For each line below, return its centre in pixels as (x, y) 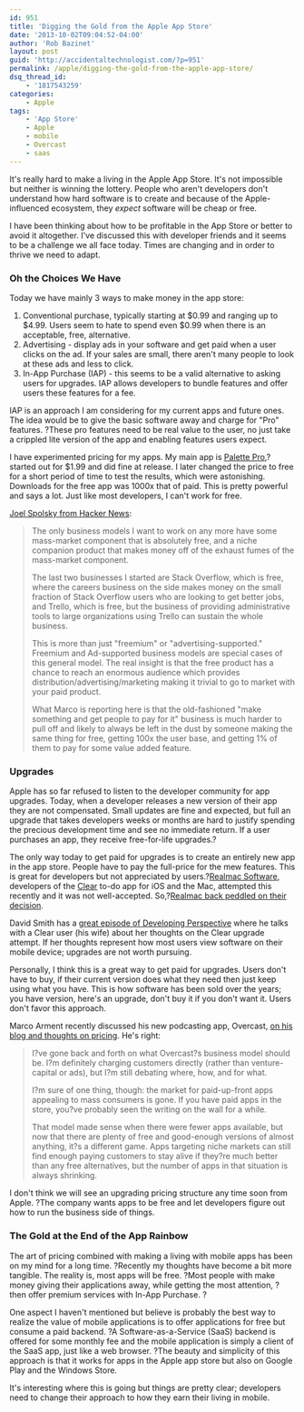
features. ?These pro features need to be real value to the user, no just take (150, 429)
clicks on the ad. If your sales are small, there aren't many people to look (158, 354)
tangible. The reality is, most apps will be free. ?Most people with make (142, 1275)
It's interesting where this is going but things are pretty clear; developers (145, 1387)
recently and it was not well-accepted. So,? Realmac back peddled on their (148, 896)
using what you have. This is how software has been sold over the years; (146, 989)
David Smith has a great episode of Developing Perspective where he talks (149, 923)
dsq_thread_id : (38, 77)
